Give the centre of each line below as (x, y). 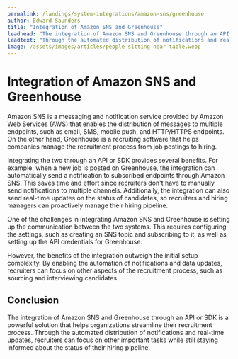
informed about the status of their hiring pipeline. (79, 347)
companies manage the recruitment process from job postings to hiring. (112, 147)
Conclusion (33, 301)
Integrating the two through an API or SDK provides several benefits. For (113, 160)
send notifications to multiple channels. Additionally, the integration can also (119, 190)
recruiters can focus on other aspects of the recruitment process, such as (115, 270)
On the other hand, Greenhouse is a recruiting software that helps (103, 139)
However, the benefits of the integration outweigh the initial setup (103, 255)
